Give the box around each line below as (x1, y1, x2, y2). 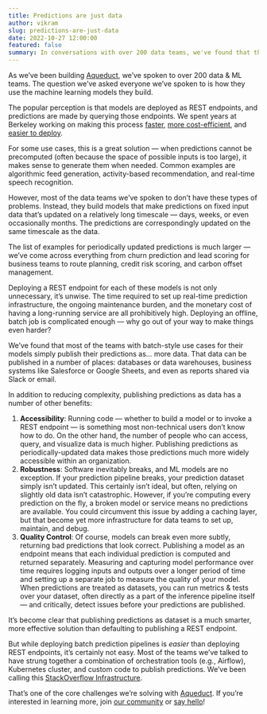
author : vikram (8, 19, 59, 27)
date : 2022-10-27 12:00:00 (8, 33, 98, 42)
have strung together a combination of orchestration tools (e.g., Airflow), (8, 656, 246, 665)
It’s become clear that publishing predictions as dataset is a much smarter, (8, 615, 252, 625)
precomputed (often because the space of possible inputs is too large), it (8, 152, 247, 162)
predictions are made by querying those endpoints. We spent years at (8, 111, 237, 120)
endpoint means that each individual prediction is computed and (19, 549, 230, 558)
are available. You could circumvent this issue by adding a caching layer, (19, 507, 257, 516)
